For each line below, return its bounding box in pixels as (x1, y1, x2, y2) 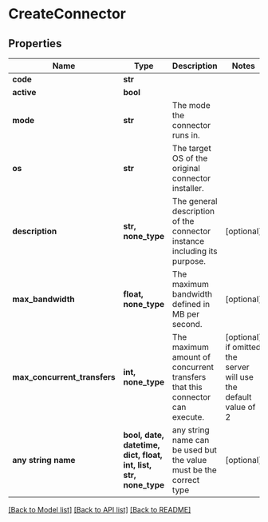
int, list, (123, 460, 152, 470)
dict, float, (123, 449, 163, 460)
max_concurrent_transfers (12, 372, 116, 382)
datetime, (123, 440, 160, 450)
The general (171, 196, 218, 206)
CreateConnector (8, 5, 126, 23)
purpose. (171, 256, 206, 266)
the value (171, 455, 207, 465)
